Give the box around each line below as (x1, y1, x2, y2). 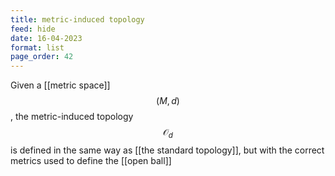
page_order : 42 (10, 52, 74, 62)
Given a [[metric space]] (10, 79, 111, 91)
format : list (10, 42, 65, 53)
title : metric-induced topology (10, 14, 145, 25)
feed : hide (10, 24, 56, 34)
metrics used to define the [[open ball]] (10, 154, 172, 166)
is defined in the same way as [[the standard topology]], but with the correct (10, 144, 325, 156)
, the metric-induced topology (10, 111, 134, 123)
